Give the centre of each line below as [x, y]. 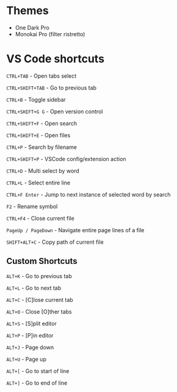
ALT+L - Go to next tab [34, 288]
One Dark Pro [32, 28]
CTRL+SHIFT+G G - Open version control [55, 111]
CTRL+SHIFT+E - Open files [38, 135]
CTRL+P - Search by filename [42, 147]
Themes [27, 11]
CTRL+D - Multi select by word [43, 171]
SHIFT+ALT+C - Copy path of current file [55, 242]
